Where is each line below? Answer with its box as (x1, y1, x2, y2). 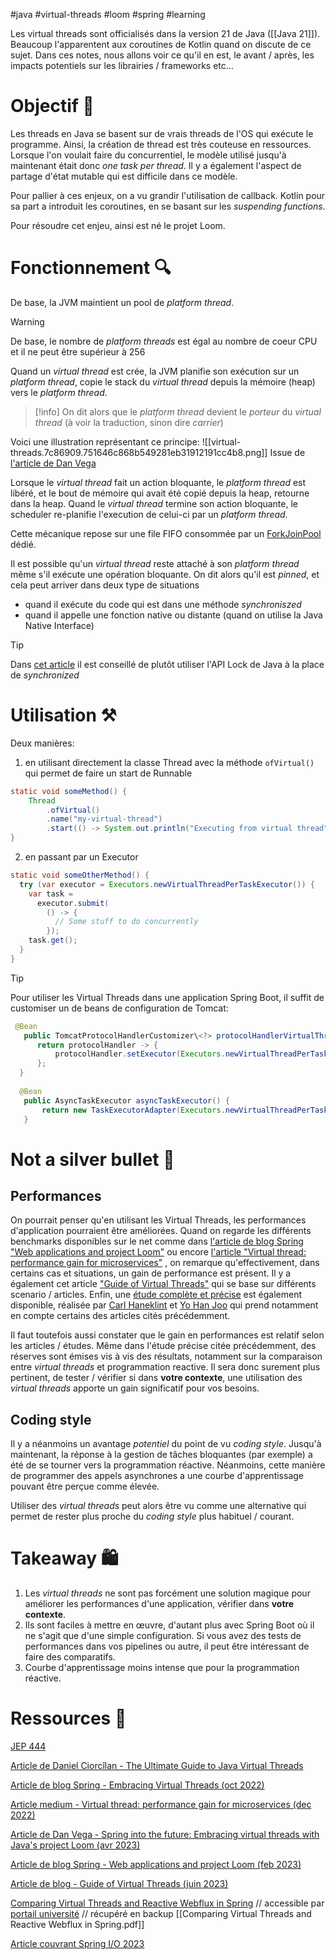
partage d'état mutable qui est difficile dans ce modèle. (10, 170, 238, 182)
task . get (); (28, 935, 78, 946)
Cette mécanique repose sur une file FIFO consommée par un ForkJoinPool (10, 527, 322, 539)
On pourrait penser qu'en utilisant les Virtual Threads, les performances (10, 1214, 307, 1226)
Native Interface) (24, 619, 95, 631)
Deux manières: (10, 737, 75, 749)
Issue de (269, 446, 306, 458)
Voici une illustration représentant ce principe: (10, 435, 200, 448)
